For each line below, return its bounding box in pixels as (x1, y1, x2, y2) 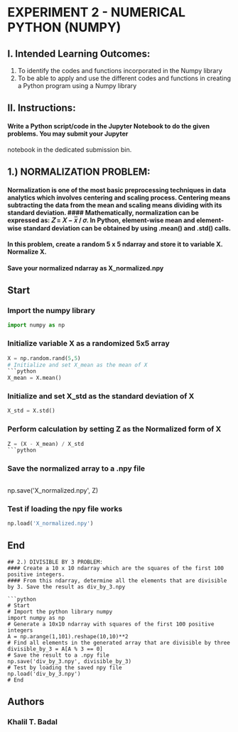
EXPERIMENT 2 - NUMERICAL (7, 4, 186, 21)
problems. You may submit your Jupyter (7, 129, 129, 138)
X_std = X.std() (7, 408, 55, 415)
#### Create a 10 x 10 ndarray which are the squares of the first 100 (7, 564, 224, 572)
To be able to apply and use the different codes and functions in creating (17, 74, 232, 82)
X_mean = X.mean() (7, 374, 62, 382)
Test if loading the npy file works (7, 503, 123, 513)
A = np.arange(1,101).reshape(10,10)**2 (7, 633, 129, 640)
